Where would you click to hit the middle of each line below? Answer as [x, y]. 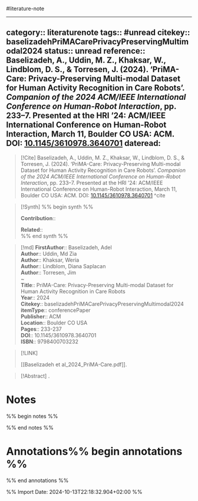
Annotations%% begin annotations [94, 451]
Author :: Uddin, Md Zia [49, 253]
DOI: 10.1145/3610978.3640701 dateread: [83, 143]
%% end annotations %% [37, 480]
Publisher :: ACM [41, 316]
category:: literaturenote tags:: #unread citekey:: [98, 33]
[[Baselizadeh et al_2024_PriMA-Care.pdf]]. [74, 364]
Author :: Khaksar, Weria [50, 260]
